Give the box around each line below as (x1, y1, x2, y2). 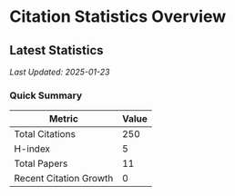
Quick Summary (9, 89, 83, 102)
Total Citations (14, 128, 76, 141)
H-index (14, 142, 51, 155)
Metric (48, 113, 79, 125)
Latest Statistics (9, 43, 104, 58)
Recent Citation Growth (14, 172, 114, 185)
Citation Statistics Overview (9, 6, 227, 27)
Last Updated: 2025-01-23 (9, 66, 110, 77)
